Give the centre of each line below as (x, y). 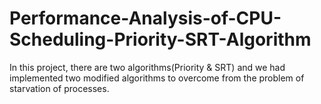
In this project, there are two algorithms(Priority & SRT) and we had (147, 67)
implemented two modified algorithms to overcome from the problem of (157, 78)
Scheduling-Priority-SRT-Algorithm (160, 39)
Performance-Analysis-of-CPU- (145, 18)
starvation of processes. (59, 88)
